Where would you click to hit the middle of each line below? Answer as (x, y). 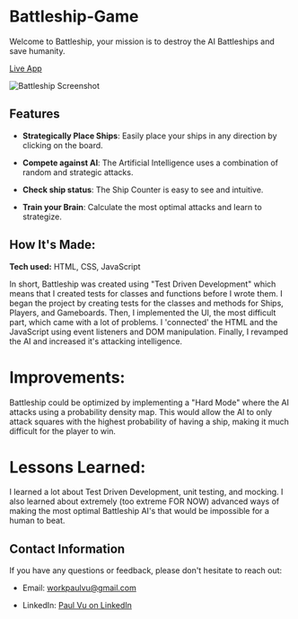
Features (35, 114)
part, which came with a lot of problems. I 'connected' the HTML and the (144, 322)
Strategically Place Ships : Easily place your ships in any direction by (149, 136)
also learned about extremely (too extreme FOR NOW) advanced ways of (145, 501)
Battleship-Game (74, 17)
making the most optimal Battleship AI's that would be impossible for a (139, 511)
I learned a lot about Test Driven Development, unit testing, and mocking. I (146, 492)
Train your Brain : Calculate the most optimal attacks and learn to (142, 207)
